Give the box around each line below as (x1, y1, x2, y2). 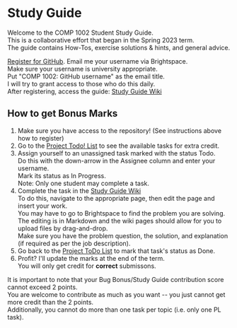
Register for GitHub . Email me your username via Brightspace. (7, 57, 188, 65)
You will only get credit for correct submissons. (17, 262, 157, 270)
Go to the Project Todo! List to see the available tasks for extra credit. (17, 141, 220, 150)
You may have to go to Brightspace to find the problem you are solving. (17, 209, 225, 217)
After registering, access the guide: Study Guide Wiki (7, 87, 162, 95)
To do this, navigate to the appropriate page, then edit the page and (17, 194, 215, 202)
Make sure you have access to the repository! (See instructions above (17, 126, 221, 135)
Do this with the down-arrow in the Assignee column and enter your (17, 156, 216, 165)
